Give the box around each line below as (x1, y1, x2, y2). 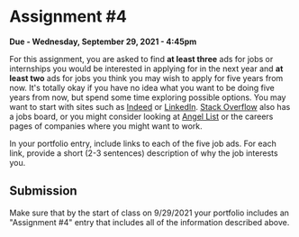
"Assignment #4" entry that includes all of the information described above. (9, 216, 290, 227)
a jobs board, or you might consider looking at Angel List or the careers (9, 111, 274, 122)
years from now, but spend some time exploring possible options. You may (9, 92, 286, 103)
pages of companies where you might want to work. (9, 120, 203, 132)
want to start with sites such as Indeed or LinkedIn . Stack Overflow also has (9, 101, 291, 112)
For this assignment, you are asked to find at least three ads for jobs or (9, 53, 274, 64)
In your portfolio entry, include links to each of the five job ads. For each (9, 138, 276, 149)
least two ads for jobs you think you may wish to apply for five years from (9, 72, 284, 83)
